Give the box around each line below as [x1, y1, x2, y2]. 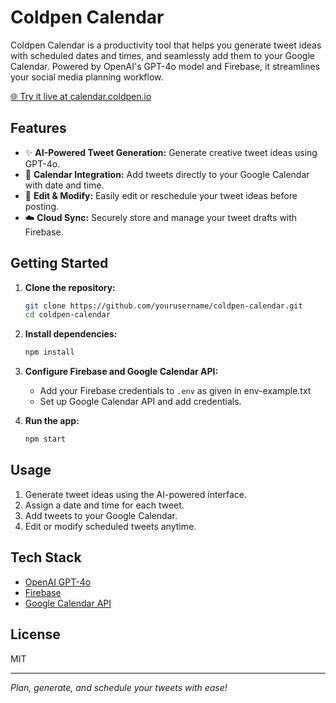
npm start [24, 434, 67, 445]
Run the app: [24, 415, 80, 427]
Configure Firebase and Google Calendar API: [24, 366, 219, 378]
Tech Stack [10, 549, 82, 566]
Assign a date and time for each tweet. [24, 499, 185, 511]
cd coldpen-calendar [24, 310, 111, 320]
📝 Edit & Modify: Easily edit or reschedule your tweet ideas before [24, 189, 298, 201]
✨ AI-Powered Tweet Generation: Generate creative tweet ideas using [24, 146, 318, 158]
